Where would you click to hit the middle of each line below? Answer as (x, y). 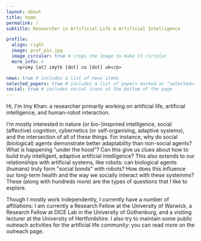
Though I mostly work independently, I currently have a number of (88, 200)
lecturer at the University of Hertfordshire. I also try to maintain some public (99, 219)
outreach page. (25, 231)
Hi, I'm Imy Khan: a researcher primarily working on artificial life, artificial (96, 106)
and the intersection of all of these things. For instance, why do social (92, 137)
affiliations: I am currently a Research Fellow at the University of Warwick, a (99, 206)
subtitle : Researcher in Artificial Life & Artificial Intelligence (93, 28)
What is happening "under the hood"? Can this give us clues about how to (97, 150)
